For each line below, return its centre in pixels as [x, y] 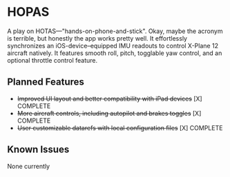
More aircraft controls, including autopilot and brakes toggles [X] [109, 113]
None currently [29, 166]
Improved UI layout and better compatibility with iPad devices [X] [109, 98]
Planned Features [46, 82]
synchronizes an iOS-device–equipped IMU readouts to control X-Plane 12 [113, 45]
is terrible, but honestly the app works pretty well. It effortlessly [97, 38]
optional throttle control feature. [52, 60]
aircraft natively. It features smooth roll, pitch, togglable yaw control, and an [115, 53]
